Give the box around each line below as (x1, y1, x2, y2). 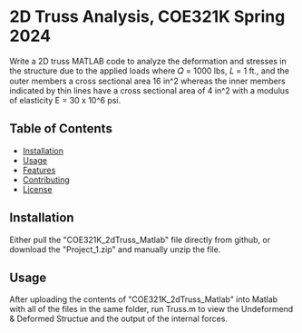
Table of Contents (9, 121, 113, 137)
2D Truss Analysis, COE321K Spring (9, 6, 286, 27)
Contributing (22, 174, 70, 185)
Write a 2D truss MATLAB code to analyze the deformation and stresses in (9, 55, 287, 66)
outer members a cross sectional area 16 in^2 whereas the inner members (9, 75, 286, 86)
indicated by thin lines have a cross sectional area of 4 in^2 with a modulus (9, 84, 290, 96)
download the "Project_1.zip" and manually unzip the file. (9, 243, 221, 255)
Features (22, 164, 56, 175)
